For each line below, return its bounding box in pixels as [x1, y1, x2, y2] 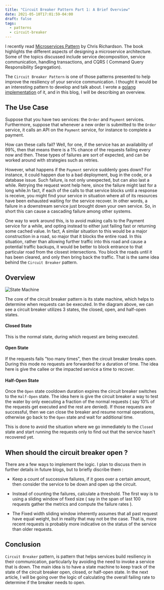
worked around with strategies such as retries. [5, 157, 99, 163]
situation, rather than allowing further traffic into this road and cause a [5, 238, 147, 244]
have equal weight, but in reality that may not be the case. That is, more [12, 516, 157, 522]
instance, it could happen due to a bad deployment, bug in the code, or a [5, 172, 152, 178]
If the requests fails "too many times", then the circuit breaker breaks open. [5, 356, 157, 362]
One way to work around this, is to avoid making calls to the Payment [5, 217, 144, 223]
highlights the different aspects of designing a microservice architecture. [5, 48, 152, 54]
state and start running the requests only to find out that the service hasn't [5, 429, 156, 435]
